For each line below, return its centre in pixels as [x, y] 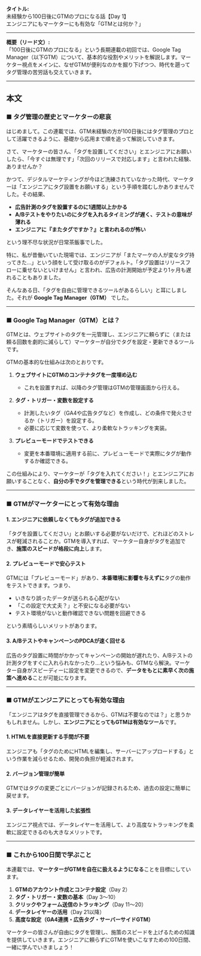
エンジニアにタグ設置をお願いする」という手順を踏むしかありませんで [108, 186]
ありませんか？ [25, 166]
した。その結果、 [27, 194]
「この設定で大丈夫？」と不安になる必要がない [72, 606]
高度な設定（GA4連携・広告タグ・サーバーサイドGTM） [84, 919]
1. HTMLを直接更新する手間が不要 [48, 737]
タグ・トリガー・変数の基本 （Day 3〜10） [67, 897]
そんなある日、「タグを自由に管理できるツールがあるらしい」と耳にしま [94, 290]
